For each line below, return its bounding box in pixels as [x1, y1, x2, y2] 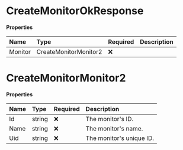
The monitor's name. [85, 124, 143, 132]
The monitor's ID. [85, 115, 134, 123]
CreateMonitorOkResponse [6, 4, 144, 18]
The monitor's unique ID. [85, 134, 154, 142]
